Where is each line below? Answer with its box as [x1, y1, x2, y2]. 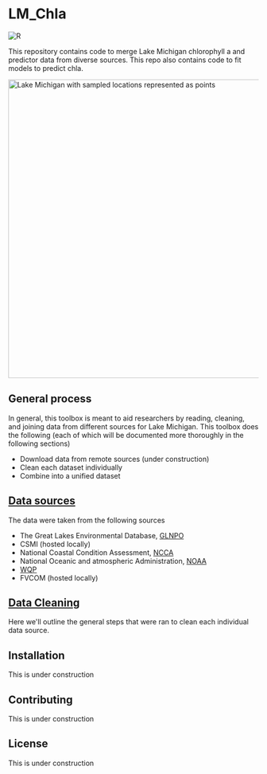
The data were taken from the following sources [8, 515, 165, 525]
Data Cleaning [8, 596, 80, 609]
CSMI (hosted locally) [19, 539, 91, 549]
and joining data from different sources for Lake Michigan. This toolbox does [8, 421, 259, 431]
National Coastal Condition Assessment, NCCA [19, 547, 174, 557]
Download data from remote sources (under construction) [19, 454, 210, 463]
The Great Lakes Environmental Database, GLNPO [19, 530, 184, 540]
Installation [8, 648, 65, 662]
